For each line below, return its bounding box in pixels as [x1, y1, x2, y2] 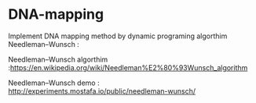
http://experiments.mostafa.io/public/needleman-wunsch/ [8, 86, 196, 95]
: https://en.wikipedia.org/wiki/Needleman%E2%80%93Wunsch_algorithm [8, 62, 248, 72]
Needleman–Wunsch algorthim [8, 55, 108, 64]
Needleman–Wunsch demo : [8, 78, 100, 87]
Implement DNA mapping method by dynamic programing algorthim [8, 31, 228, 41]
